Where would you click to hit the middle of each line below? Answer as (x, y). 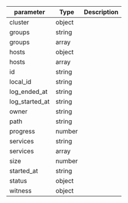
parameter (30, 12)
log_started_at (30, 101)
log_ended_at (28, 92)
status (18, 181)
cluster (19, 22)
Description (101, 12)
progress (22, 131)
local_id (20, 82)
